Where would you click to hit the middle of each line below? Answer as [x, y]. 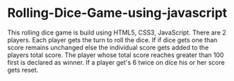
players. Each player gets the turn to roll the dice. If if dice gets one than [112, 39]
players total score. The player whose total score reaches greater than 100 [116, 55]
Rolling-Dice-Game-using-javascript [117, 13]
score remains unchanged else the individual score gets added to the [108, 47]
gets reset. [23, 70]
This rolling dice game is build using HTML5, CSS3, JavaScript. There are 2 [117, 32]
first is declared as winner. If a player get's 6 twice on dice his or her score [116, 62]
